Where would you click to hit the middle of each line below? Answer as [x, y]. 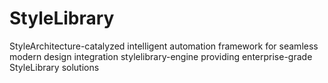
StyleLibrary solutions [54, 67]
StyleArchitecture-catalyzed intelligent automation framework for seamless [164, 46]
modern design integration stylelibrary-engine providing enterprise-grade [161, 56]
